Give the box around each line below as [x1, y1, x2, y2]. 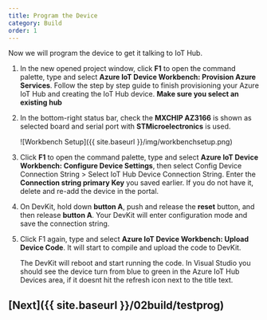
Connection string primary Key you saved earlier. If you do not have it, [19, 178, 253, 188]
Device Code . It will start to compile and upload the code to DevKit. [19, 243, 241, 252]
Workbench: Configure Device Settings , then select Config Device [19, 161, 242, 171]
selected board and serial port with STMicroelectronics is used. [19, 121, 231, 132]
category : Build [8, 19, 62, 27]
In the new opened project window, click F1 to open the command [19, 64, 236, 73]
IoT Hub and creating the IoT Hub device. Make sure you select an [19, 89, 239, 99]
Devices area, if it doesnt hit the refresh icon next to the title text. [19, 275, 234, 285]
